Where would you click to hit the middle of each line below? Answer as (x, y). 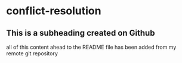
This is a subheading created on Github (81, 33)
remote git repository (32, 53)
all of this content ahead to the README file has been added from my (91, 47)
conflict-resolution (54, 11)
